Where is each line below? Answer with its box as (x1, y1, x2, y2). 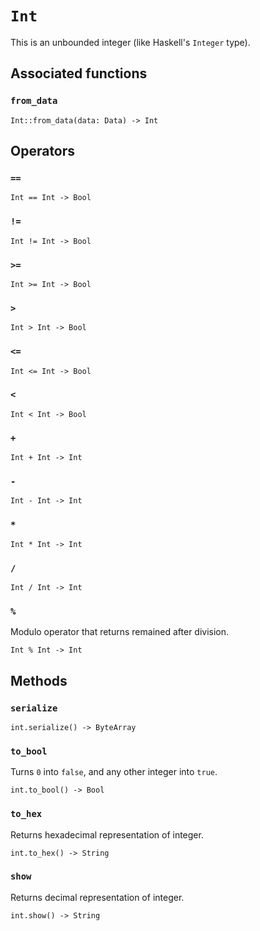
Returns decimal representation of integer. (10, 891, 185, 903)
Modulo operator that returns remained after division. (10, 626, 230, 638)
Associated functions (10, 65, 148, 82)
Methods (10, 672, 68, 689)
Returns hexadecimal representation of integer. (10, 828, 204, 841)
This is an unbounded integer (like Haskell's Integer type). (10, 36, 251, 48)
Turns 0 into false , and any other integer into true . (10, 766, 218, 778)
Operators (10, 143, 76, 160)
